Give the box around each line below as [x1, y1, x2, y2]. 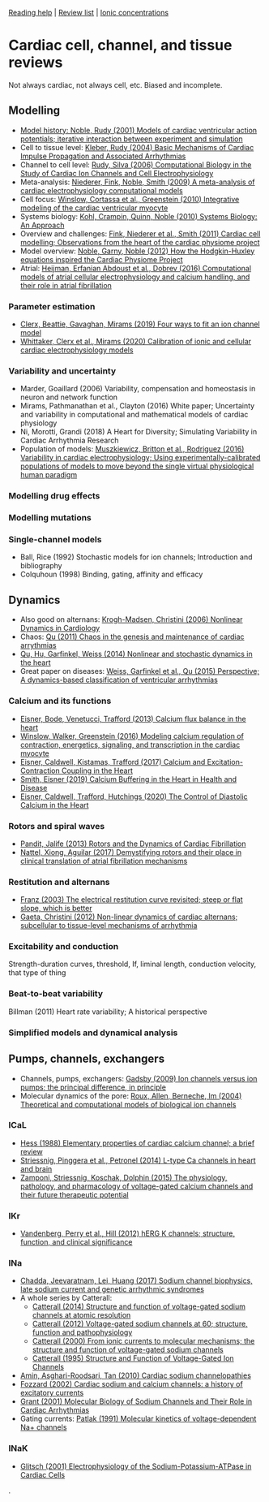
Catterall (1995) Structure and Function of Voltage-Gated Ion [32, 1353, 234, 1363]
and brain [19, 1163, 53, 1173]
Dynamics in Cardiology [19, 624, 100, 633]
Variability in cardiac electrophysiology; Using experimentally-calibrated [19, 453, 261, 463]
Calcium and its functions [8, 695, 112, 706]
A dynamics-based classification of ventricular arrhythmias [19, 675, 219, 685]
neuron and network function [19, 392, 118, 402]
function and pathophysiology [32, 1327, 133, 1337]
